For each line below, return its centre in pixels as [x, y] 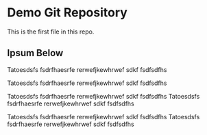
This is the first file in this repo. [51, 32]
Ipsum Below [35, 53]
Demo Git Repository [68, 13]
